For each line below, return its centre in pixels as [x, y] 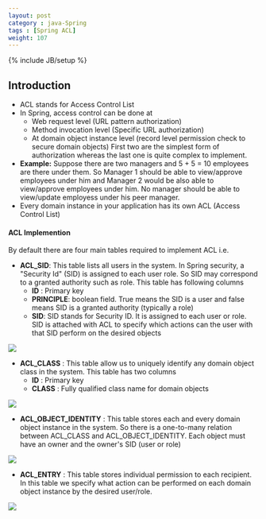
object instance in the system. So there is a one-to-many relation [126, 428]
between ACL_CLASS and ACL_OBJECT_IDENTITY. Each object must [133, 436]
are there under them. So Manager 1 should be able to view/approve [131, 172]
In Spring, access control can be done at [86, 113]
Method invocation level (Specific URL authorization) [118, 130]
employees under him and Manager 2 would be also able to [117, 180]
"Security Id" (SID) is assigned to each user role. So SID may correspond [139, 274]
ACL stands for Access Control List [77, 105]
